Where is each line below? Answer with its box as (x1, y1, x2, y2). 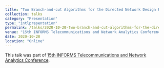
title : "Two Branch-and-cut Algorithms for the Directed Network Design (5, 7, 156, 12)
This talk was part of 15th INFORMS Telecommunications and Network (5, 52, 146, 58)
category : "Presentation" (5, 16, 58, 21)
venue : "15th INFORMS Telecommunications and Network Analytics (5, 30, 139, 34)
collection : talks (5, 12, 42, 17)
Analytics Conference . (5, 57, 50, 63)
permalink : (5, 25, 27, 30)
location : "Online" (5, 39, 45, 44)
